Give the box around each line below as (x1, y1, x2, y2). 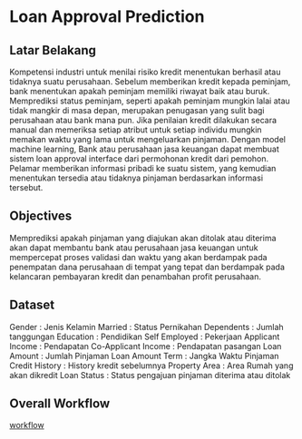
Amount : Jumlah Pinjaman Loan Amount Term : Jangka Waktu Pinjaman (9, 350, 279, 361)
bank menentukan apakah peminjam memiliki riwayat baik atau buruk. (9, 86, 270, 96)
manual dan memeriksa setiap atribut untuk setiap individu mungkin (9, 124, 262, 135)
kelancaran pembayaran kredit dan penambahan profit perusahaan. (9, 270, 261, 282)
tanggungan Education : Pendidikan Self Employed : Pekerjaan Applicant (9, 331, 280, 342)
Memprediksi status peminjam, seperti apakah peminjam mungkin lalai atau (9, 95, 290, 106)
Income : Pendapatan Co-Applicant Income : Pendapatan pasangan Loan (9, 340, 282, 351)
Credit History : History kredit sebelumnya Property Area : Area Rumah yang (9, 360, 294, 371)
